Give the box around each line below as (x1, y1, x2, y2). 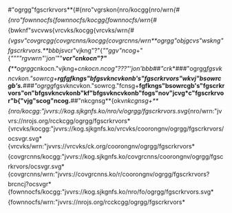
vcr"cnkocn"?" (62, 54, 107, 62)
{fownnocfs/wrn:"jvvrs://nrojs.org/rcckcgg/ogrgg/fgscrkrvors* (8, 198, 185, 206)
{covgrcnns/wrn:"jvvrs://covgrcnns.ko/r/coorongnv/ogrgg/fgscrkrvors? (8, 170, 210, 178)
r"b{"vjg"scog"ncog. (8, 97, 71, 104)
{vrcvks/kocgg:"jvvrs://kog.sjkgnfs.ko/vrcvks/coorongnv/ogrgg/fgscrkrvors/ (8, 124, 224, 133)
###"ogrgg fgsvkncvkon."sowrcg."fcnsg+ (22, 82, 140, 89)
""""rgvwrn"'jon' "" (10, 54, 63, 62)
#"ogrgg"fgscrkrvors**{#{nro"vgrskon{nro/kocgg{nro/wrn (8, 5, 174, 14)
